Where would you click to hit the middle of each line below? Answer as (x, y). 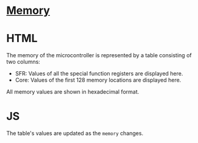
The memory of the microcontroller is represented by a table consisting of (99, 55)
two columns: (23, 62)
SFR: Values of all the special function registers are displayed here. (99, 74)
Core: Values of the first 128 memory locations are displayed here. (98, 80)
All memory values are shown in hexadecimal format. (73, 92)
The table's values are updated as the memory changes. (75, 133)
